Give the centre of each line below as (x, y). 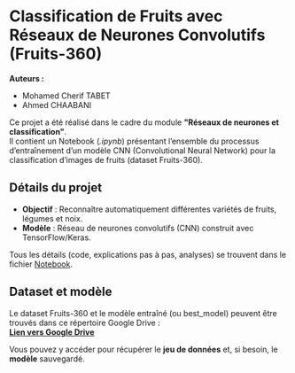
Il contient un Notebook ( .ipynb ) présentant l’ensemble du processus (134, 141)
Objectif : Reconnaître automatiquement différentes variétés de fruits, (149, 209)
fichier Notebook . (41, 264)
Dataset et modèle (61, 292)
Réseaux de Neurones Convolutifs (137, 35)
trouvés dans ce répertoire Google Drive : (85, 322)
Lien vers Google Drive (52, 332)
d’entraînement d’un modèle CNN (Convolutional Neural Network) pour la (143, 150)
